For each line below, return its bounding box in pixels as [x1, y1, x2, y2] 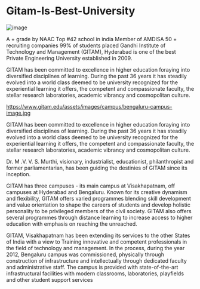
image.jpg [6, 109, 31, 116]
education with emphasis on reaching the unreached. [6, 220, 137, 227]
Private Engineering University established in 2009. [6, 54, 133, 62]
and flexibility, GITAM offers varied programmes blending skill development [6, 195, 191, 202]
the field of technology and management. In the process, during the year [6, 244, 185, 251]
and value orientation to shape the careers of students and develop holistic [6, 201, 191, 208]
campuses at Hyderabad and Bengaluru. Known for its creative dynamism [6, 188, 188, 195]
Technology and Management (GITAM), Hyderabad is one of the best [6, 48, 176, 55]
